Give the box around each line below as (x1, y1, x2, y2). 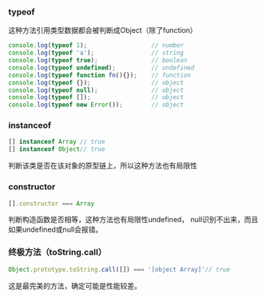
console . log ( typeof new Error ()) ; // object (8, 101, 184, 109)
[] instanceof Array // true (8, 138, 105, 146)
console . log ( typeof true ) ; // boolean (8, 57, 188, 65)
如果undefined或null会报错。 (8, 224, 103, 234)
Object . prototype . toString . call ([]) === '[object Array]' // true (8, 265, 230, 273)
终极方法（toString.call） (8, 247, 107, 258)
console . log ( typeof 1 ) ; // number (8, 42, 184, 50)
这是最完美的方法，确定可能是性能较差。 (8, 280, 141, 290)
